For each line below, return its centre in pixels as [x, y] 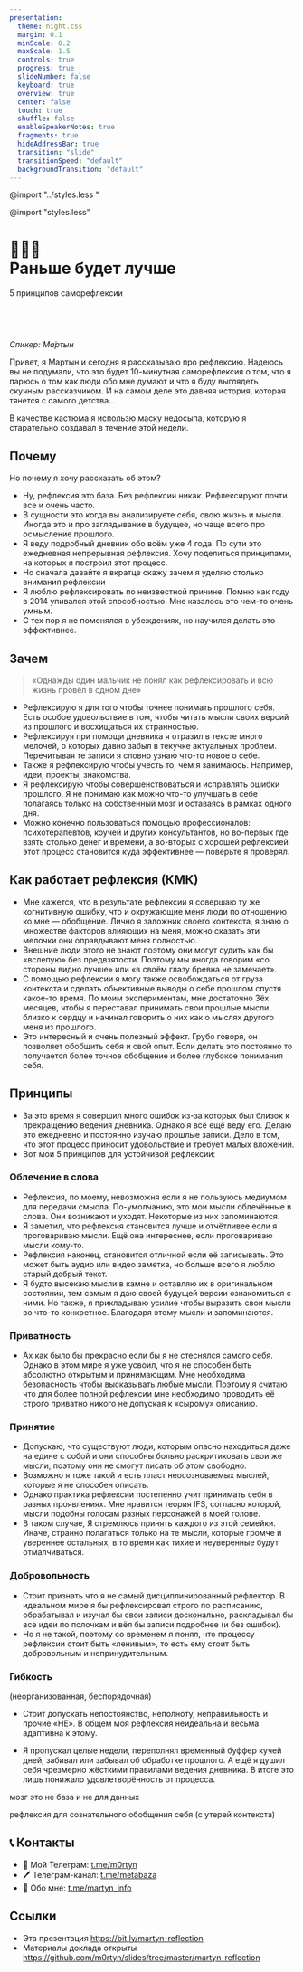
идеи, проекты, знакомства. [76, 774]
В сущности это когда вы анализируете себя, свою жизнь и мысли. [153, 515]
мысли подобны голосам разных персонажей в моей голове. [141, 1514]
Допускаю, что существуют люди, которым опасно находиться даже [156, 1446]
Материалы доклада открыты [80, 1948]
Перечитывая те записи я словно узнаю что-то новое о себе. [141, 755]
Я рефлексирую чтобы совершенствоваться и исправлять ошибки [151, 784]
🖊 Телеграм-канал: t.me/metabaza [90, 1874]
